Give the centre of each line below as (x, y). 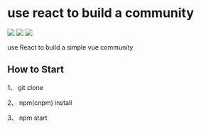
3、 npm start (27, 118)
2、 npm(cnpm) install (40, 102)
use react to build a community (101, 13)
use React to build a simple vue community (70, 47)
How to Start (36, 70)
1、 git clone (26, 87)
